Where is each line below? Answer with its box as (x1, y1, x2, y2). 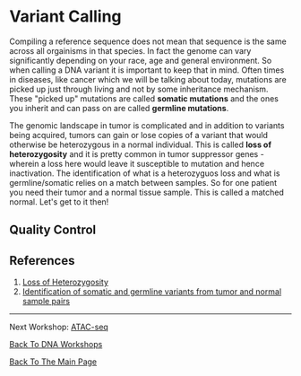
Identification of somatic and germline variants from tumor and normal (21, 286, 282, 297)
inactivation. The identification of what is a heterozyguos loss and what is (9, 168, 280, 179)
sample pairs (21, 296, 70, 307)
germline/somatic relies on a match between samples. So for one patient (9, 177, 278, 188)
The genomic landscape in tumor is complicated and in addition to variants (9, 119, 285, 131)
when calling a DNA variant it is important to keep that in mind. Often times (9, 65, 285, 75)
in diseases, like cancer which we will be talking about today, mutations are (9, 74, 287, 84)
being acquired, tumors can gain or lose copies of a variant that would (9, 129, 269, 140)
